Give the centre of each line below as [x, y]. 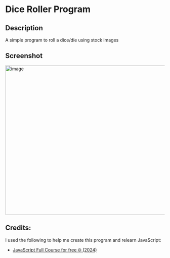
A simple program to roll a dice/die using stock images [62, 40]
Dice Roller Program [48, 9]
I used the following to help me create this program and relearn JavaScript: [83, 240]
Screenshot [24, 56]
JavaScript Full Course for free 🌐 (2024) [55, 250]
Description [24, 28]
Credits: [18, 228]
